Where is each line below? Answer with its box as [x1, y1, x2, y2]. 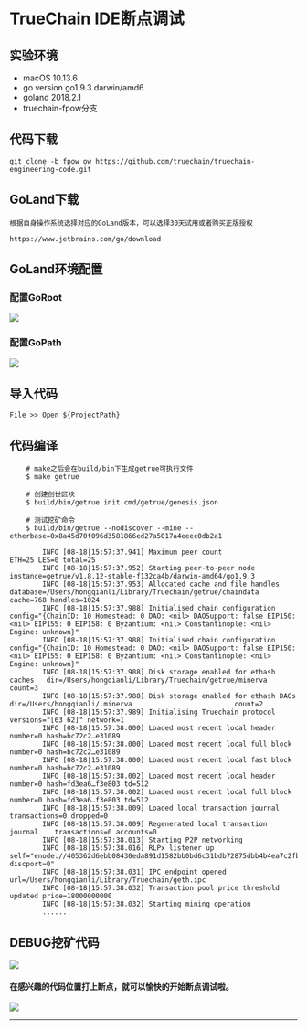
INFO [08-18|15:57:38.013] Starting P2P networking [42, 835, 244, 845]
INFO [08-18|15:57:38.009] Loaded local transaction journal [42, 803, 281, 813]
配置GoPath [9, 336, 62, 349]
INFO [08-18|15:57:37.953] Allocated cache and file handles [42, 579, 281, 589]
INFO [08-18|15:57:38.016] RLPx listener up [42, 844, 215, 853]
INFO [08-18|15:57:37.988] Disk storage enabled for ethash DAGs [42, 692, 297, 701]
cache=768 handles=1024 [9, 596, 101, 605]
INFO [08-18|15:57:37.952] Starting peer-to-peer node [42, 564, 256, 573]
